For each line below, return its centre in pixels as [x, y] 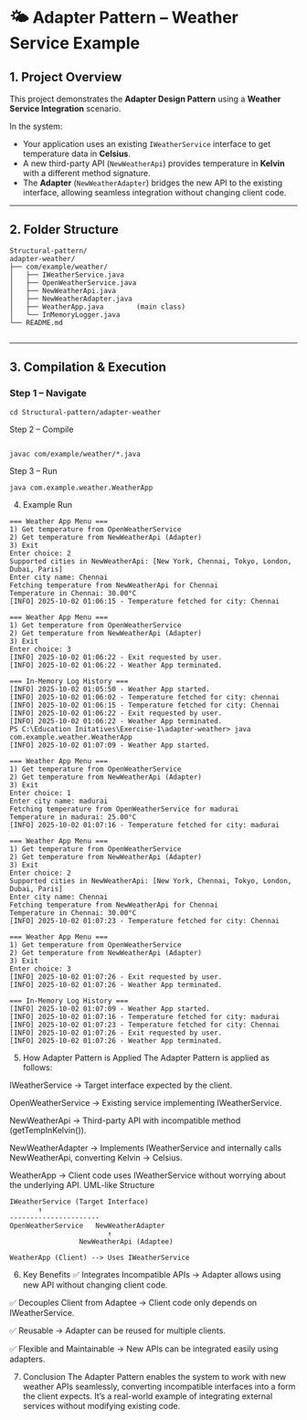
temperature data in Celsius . [76, 153]
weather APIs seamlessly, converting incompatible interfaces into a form [159, 1386]
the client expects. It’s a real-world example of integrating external [148, 1396]
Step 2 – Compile [42, 429]
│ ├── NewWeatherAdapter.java [71, 299]
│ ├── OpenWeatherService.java [73, 283]
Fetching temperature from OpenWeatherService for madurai [124, 809]
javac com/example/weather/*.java [75, 454]
